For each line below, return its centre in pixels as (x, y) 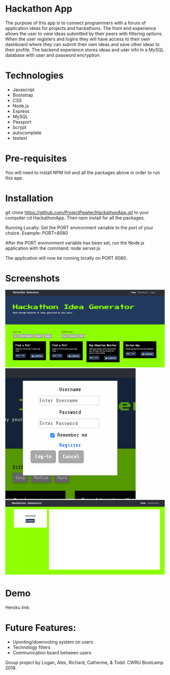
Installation (29, 198)
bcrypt (19, 127)
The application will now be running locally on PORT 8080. (66, 258)
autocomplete (27, 133)
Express (21, 111)
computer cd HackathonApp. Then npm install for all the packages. (75, 218)
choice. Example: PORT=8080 (37, 233)
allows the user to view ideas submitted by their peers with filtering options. (84, 33)
